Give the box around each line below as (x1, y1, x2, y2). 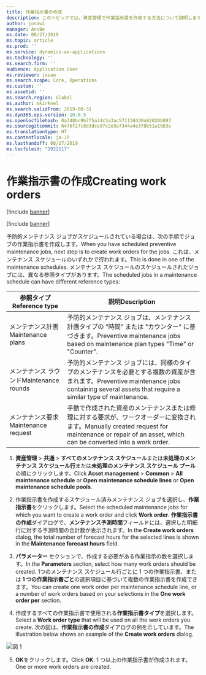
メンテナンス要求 (9, 412, 59, 421)
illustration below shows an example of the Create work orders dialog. (15, 630, 194, 638)
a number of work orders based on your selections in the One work (15, 590, 186, 597)
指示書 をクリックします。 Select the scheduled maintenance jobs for (15, 503, 188, 511)
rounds (9, 384, 30, 393)
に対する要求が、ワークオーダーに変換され (73, 412, 196, 421)
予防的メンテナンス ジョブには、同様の (67, 358, 180, 367)
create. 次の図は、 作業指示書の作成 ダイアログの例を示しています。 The (15, 623, 194, 631)
